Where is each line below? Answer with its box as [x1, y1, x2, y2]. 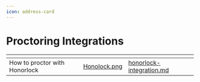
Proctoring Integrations [6, 34, 124, 48]
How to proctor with [9, 58, 65, 67]
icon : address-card [6, 8, 55, 15]
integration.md [128, 66, 169, 74]
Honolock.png [83, 62, 123, 70]
